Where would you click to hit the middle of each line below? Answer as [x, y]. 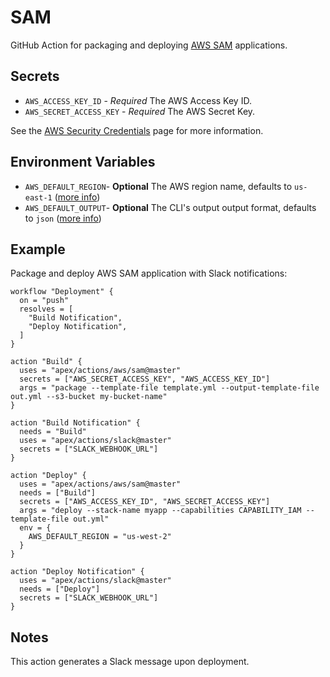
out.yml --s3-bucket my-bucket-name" [89, 397]
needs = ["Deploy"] [60, 589]
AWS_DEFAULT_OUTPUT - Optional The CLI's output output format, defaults [170, 207]
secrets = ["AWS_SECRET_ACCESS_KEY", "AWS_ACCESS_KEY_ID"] [145, 379]
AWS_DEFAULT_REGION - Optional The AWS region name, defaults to [158, 186]
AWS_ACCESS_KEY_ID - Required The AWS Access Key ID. [138, 100]
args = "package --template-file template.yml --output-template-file [169, 388]
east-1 [38, 197]
